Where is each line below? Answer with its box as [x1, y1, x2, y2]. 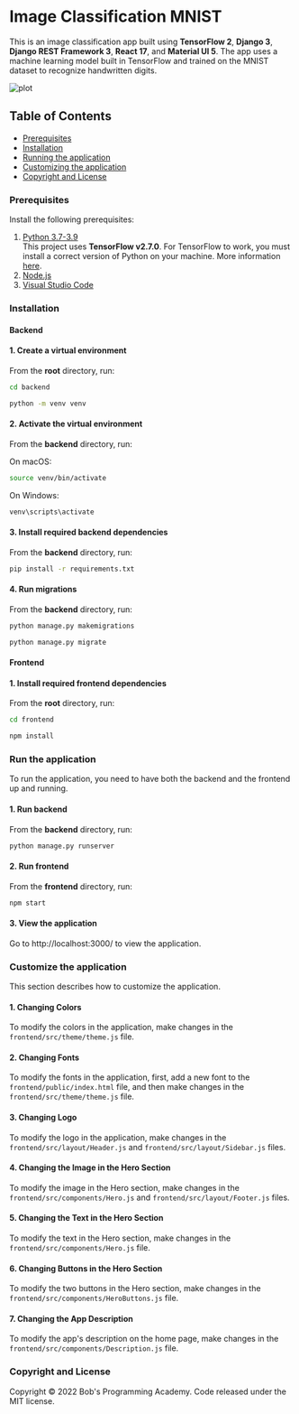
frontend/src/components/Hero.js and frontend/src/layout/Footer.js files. [9, 1192, 290, 1203]
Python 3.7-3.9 [22, 232, 78, 243]
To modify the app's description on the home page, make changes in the [9, 1334, 279, 1344]
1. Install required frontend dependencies [9, 677, 167, 688]
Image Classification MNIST [9, 6, 222, 27]
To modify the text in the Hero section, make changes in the [9, 1233, 231, 1243]
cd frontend [9, 715, 54, 724]
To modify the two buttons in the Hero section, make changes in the [9, 1283, 261, 1294]
